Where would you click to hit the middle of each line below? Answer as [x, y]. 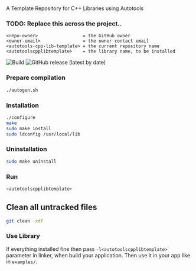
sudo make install [29, 128]
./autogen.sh [22, 90]
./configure [21, 117]
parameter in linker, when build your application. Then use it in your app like [98, 255]
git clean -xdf [25, 221]
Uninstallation [27, 149]
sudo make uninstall [32, 162]
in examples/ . [22, 262]
